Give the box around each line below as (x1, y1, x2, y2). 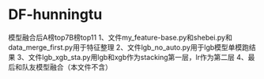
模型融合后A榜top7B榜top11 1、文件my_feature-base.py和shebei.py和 (8, 32, 233, 42)
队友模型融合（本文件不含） (21, 62, 112, 72)
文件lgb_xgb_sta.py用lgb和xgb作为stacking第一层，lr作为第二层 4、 (28, 52, 248, 62)
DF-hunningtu (8, 6, 103, 24)
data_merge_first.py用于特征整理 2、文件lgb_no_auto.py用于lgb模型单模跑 (8, 42, 250, 52)
